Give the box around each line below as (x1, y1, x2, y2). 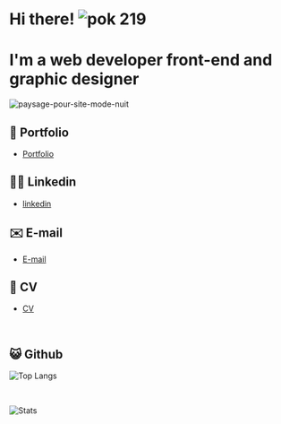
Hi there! (9, 9, 75, 30)
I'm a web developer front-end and (9, 50, 273, 71)
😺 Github (9, 346, 64, 362)
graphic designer (9, 69, 140, 90)
